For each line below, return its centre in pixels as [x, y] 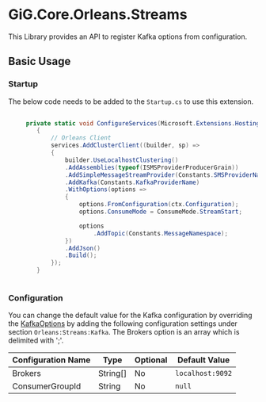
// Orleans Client [81, 138]
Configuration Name [51, 360]
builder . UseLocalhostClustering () [122, 160]
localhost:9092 [203, 373]
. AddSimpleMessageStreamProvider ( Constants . [139, 175]
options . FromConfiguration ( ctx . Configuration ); [159, 205]
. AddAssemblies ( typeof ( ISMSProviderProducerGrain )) [152, 167]
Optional [151, 360]
